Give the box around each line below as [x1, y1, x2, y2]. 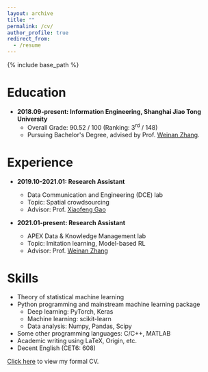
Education [7, 85, 66, 100]
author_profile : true [7, 29, 69, 36]
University [16, 115, 48, 123]
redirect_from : [7, 36, 51, 43]
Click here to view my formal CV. [7, 358, 99, 366]
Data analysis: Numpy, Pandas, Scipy [27, 322, 132, 330]
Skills [7, 270, 39, 286]
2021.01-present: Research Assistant [16, 218, 125, 226]
